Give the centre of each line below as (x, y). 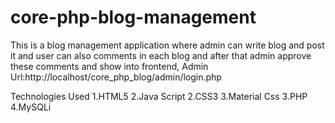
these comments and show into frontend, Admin (109, 66)
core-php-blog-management (133, 17)
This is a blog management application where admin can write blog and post (167, 45)
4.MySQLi (31, 107)
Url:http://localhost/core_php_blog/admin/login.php (116, 77)
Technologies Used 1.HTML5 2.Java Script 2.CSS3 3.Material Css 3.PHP (159, 96)
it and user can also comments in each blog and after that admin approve (161, 55)
